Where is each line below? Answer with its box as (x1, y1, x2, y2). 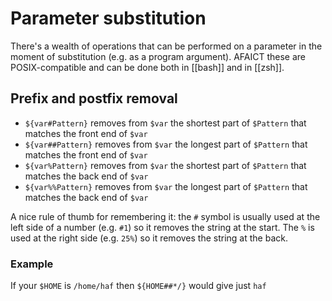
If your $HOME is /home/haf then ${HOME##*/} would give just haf (10, 280, 267, 292)
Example (10, 257, 54, 271)
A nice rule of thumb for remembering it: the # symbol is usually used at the (10, 210, 321, 222)
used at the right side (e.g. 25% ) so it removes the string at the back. (10, 232, 288, 244)
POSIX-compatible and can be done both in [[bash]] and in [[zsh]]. (10, 61, 285, 73)
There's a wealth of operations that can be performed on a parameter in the (10, 40, 323, 52)
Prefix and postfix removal (10, 90, 178, 107)
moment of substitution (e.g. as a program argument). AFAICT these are (10, 50, 306, 62)
